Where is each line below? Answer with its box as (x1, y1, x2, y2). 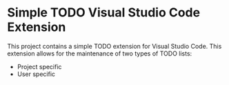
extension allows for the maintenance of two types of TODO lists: (7, 49, 192, 58)
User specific (17, 70, 56, 78)
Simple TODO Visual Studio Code (7, 5, 201, 21)
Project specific (17, 62, 62, 71)
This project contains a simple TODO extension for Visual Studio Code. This (7, 42, 222, 50)
